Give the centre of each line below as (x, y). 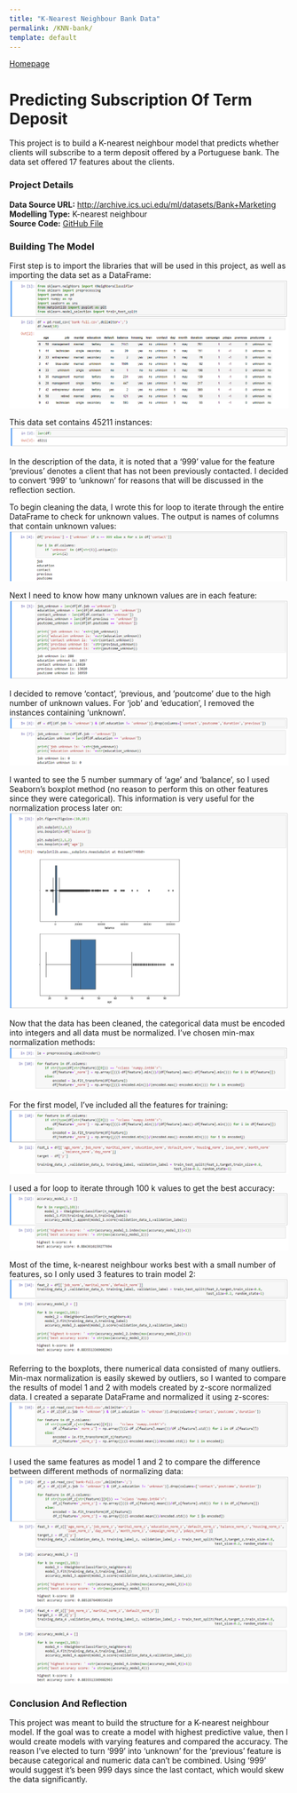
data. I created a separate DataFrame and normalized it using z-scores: (139, 1396)
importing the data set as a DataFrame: (80, 274)
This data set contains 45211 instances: (81, 422)
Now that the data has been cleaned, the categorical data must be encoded (147, 1023)
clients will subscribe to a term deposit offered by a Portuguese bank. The (145, 153)
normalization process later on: (66, 808)
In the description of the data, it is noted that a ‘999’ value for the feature (142, 461)
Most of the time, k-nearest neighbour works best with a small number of (143, 1265)
